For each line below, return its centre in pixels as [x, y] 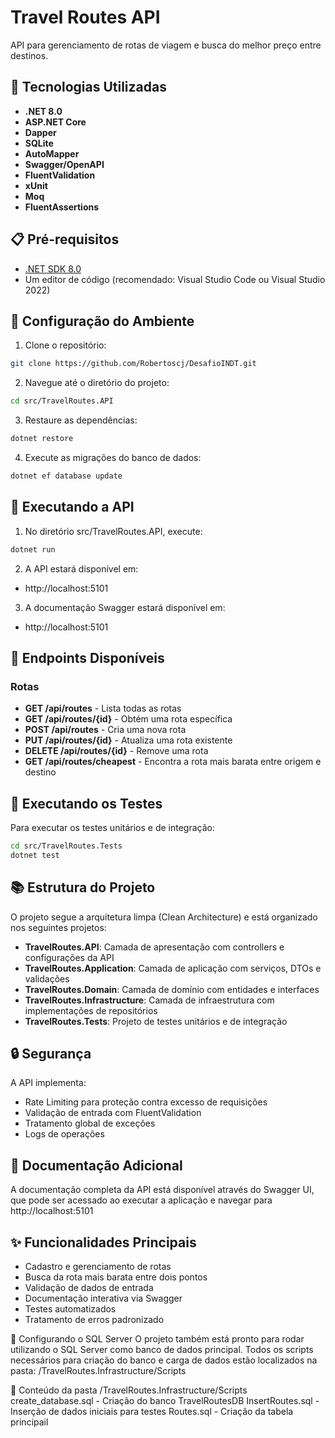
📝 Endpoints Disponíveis [87, 657]
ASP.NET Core [55, 122]
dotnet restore [42, 439]
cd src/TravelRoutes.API [62, 401]
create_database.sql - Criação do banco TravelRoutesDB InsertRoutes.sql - [165, 1401]
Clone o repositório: [65, 345]
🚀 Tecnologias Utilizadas [88, 87]
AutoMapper [52, 153]
